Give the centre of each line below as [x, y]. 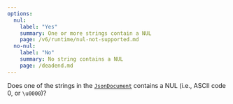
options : [20, 14]
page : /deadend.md [47, 66]
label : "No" [37, 53]
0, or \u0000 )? [27, 93]
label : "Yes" [39, 27]
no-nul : [25, 46]
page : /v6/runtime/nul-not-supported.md [79, 40]
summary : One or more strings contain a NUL [86, 33]
